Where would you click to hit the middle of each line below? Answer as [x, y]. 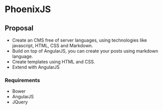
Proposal [19, 28]
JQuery [20, 102]
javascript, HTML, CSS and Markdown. [52, 46]
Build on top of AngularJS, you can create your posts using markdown [85, 51]
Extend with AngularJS [36, 67]
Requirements [23, 80]
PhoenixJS [28, 9]
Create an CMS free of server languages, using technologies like [79, 40]
